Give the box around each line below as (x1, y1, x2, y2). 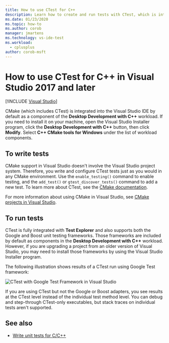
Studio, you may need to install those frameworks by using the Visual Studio (5, 248, 163, 254)
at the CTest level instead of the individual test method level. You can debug (5, 294, 163, 300)
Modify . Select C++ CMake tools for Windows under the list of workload (5, 129, 157, 136)
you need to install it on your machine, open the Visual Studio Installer (5, 119, 150, 125)
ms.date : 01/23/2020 (5, 17, 49, 22)
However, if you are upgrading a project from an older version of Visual (5, 243, 152, 249)
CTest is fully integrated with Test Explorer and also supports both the (5, 227, 151, 233)
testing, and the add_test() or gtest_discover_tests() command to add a (5, 179, 158, 185)
